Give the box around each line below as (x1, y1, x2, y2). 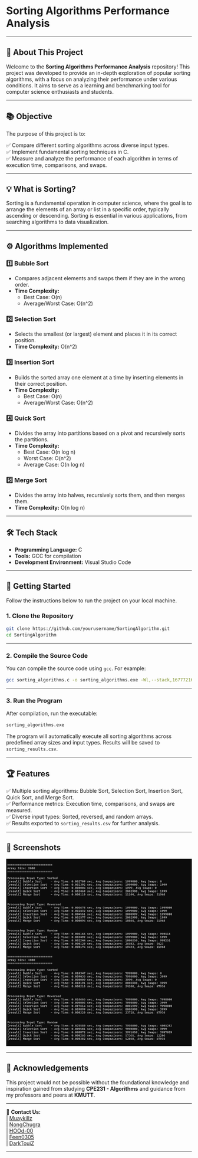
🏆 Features (6, 769, 50, 779)
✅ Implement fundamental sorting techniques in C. (6, 148, 129, 155)
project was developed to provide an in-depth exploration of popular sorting (6, 69, 191, 76)
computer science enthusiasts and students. (6, 88, 114, 95)
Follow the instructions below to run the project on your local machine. (6, 597, 177, 604)
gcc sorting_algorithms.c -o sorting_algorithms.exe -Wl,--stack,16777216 (6, 677, 194, 683)
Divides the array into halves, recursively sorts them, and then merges (14, 491, 186, 499)
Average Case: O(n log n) (23, 461, 85, 468)
